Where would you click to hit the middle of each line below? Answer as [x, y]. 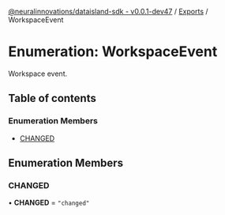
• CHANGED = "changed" [49, 203]
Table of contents [52, 98]
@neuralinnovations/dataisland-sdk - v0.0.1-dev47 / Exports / [108, 11]
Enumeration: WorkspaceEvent [113, 52]
